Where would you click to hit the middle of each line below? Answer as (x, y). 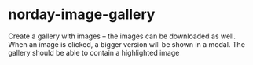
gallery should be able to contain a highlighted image (94, 52)
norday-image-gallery (82, 14)
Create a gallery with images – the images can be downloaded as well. (122, 36)
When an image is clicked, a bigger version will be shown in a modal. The (127, 44)
